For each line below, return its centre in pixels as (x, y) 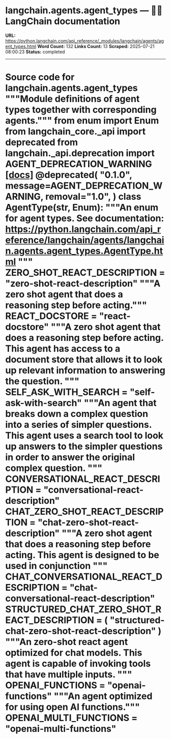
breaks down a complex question (77, 414)
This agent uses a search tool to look (84, 436)
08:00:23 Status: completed (35, 52)
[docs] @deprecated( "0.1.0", (69, 175)
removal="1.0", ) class (93, 197)
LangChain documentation (63, 21)
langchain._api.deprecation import (80, 153)
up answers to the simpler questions (84, 446)
